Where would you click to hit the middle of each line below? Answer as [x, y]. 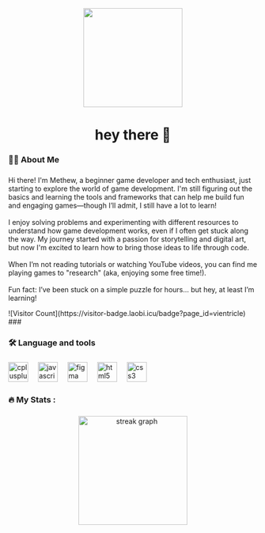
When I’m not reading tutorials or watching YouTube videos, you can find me [133, 265]
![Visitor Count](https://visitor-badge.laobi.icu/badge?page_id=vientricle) [127, 314]
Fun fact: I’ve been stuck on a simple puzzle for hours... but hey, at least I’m [131, 290]
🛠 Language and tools [52, 342]
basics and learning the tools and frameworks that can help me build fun [126, 197]
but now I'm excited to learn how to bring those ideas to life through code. [129, 248]
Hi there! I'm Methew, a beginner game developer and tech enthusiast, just [130, 181]
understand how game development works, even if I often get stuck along [129, 231]
